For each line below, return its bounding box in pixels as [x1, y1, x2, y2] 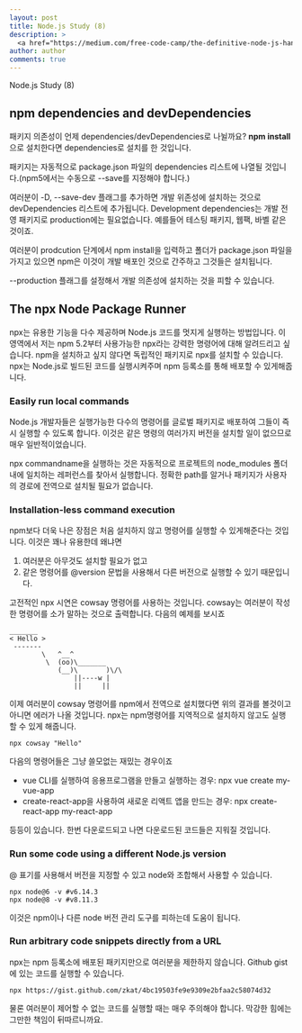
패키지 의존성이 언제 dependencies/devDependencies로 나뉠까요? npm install [9, 131, 291, 141]
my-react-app [61, 806, 113, 817]
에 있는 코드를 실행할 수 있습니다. [9, 967, 125, 978]
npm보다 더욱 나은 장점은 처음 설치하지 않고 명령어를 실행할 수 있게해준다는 [9, 525, 272, 536]
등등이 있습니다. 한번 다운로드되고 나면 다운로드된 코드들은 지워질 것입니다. [9, 825, 271, 836]
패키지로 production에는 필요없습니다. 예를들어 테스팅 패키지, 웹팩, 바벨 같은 [18, 213, 287, 225]
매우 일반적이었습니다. [9, 439, 87, 449]
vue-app [22, 785, 55, 796]
